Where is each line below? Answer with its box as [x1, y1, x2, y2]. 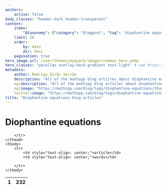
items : [14, 26, 28, 31]
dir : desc [23, 49, 43, 54]
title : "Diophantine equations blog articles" [5, 95, 103, 100]
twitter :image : [14, 91, 46, 95]
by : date [23, 44, 41, 49]
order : [14, 40, 28, 45]
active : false [14, 12, 43, 17]
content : [5, 21, 23, 26]
